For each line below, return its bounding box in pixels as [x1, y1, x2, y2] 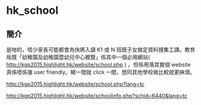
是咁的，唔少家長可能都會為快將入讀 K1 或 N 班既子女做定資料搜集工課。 [6, 46, 185, 53]
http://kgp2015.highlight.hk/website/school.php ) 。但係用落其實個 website [6, 61, 191, 68]
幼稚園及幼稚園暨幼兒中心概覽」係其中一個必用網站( [22, 53, 151, 61]
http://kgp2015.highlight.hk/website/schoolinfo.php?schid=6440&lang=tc [6, 92, 188, 99]
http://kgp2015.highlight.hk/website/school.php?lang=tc [6, 80, 145, 88]
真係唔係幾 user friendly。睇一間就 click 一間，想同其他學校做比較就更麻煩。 [6, 68, 196, 76]
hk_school [6, 4, 59, 17]
